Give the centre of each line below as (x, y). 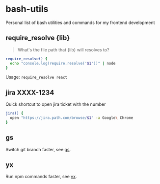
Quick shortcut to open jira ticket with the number (56, 104)
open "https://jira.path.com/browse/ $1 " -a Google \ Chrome (72, 118)
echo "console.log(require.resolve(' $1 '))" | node (63, 63)
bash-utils (27, 9)
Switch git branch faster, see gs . (38, 149)
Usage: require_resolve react (37, 77)
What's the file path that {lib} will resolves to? (63, 49)
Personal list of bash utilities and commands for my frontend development (80, 23)
